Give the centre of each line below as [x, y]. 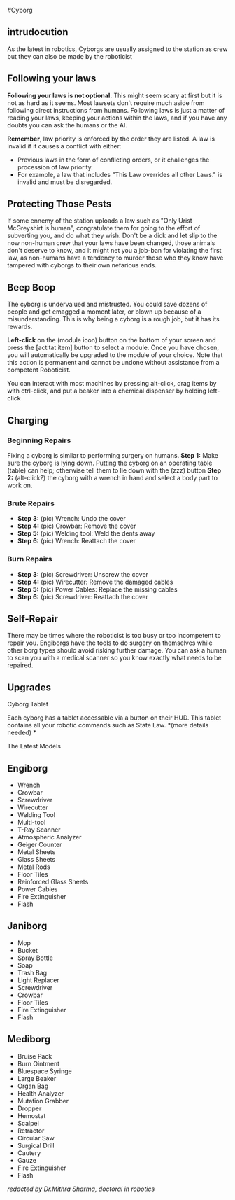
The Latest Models [34, 746]
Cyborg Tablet [28, 704]
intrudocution [38, 32]
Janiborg [27, 926]
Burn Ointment [38, 1063]
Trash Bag [32, 972]
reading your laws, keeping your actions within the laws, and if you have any [117, 118]
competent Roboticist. [39, 370]
